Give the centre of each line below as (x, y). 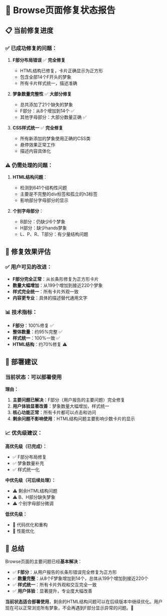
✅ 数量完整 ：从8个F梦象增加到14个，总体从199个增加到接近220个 (80, 578)
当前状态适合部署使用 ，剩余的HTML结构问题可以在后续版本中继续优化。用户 (84, 601)
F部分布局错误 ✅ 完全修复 (39, 60)
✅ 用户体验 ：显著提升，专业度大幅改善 (52, 591)
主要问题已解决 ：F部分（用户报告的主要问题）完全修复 (69, 400)
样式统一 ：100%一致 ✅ (36, 338)
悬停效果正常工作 (38, 145)
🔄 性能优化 (23, 531)
